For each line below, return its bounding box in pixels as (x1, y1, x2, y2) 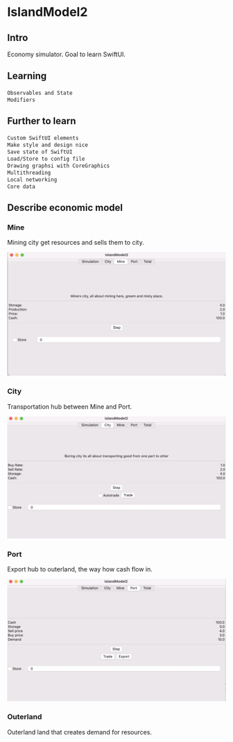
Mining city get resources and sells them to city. (7, 239, 144, 247)
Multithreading (7, 169, 51, 176)
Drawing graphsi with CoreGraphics (7, 162, 110, 169)
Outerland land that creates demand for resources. (7, 727, 153, 736)
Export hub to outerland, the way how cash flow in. (7, 564, 153, 573)
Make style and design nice (7, 141, 89, 148)
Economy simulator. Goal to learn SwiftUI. (7, 50, 126, 58)
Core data (7, 183, 36, 190)
